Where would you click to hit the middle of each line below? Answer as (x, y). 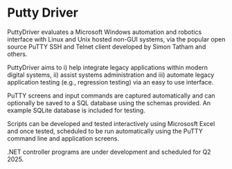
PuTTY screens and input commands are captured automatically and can (111, 96)
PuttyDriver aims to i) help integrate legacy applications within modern (108, 67)
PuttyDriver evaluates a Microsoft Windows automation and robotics (105, 32)
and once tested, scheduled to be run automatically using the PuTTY (105, 131)
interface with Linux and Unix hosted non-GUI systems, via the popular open (116, 39)
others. (17, 54)
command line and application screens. (63, 138)
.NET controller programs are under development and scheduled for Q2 (109, 152)
